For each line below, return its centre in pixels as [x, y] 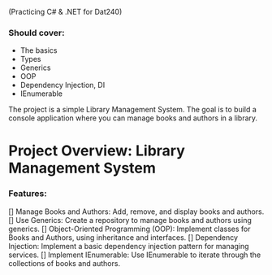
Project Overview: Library [97, 151]
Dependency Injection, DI [63, 85]
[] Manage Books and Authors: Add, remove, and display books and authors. [136, 212]
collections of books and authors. [64, 263]
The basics [39, 50]
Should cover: [37, 33]
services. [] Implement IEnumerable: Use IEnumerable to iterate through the [135, 255]
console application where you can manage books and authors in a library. [133, 118]
